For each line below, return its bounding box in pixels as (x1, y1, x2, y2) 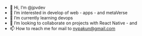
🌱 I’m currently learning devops (9, 15, 73, 20)
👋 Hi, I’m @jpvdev (9, 5, 46, 10)
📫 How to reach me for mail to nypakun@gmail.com (9, 26, 116, 31)
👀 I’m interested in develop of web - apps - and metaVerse (9, 10, 128, 16)
